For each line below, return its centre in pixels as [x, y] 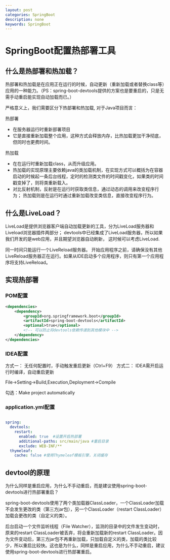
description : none [25, 19]
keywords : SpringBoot [28, 24]
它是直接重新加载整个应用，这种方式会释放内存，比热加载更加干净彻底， [88, 136]
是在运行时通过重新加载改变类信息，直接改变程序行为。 [98, 196]
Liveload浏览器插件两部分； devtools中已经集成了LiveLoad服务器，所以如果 [84, 233]
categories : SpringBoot [30, 15]
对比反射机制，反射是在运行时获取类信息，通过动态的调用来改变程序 [83, 189]
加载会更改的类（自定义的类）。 [37, 516]
